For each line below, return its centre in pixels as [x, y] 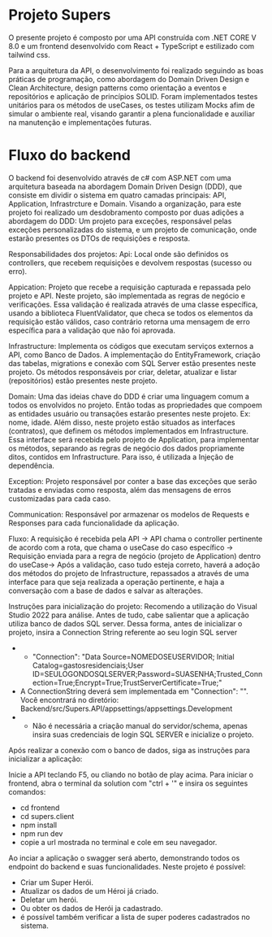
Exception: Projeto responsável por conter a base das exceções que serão [133, 481]
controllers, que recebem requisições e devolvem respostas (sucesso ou [130, 263]
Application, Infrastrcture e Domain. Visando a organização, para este [125, 203]
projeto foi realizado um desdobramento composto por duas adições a [126, 212]
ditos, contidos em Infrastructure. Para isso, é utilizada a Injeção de [121, 456]
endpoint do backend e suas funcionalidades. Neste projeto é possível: [127, 866]
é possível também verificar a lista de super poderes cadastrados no [135, 917]
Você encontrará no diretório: [69, 699]
